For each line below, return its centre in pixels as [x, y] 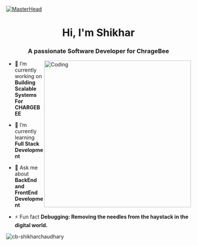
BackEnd [26, 180]
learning [25, 137]
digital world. [31, 225]
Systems [26, 95]
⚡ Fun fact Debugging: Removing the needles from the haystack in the [101, 217]
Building [25, 83]
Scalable [26, 89]
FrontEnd [26, 193]
